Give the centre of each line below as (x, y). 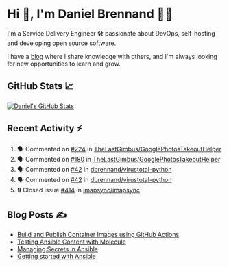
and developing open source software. (62, 43)
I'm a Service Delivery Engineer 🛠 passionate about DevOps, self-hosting (111, 33)
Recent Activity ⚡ (45, 128)
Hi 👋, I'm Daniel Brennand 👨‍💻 (90, 14)
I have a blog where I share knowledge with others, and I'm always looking (112, 56)
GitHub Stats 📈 (40, 86)
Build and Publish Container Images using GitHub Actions (98, 235)
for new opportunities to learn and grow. (64, 64)
